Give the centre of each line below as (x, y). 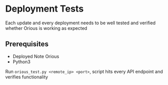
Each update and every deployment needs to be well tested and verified (80, 23)
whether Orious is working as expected (46, 28)
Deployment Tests (44, 9)
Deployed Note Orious (36, 56)
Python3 (21, 62)
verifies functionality (27, 77)
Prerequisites (27, 44)
